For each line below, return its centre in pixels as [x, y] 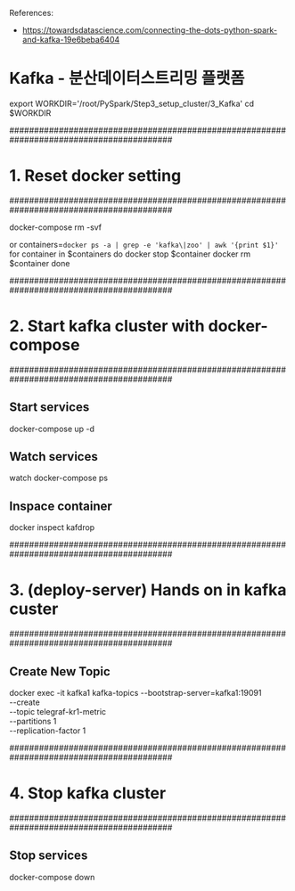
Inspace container [61, 506]
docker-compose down [52, 877]
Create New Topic [60, 671]
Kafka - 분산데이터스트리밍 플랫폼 [127, 78]
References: [31, 13]
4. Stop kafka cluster [88, 793]
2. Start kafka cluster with [107, 327]
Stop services [49, 856]
